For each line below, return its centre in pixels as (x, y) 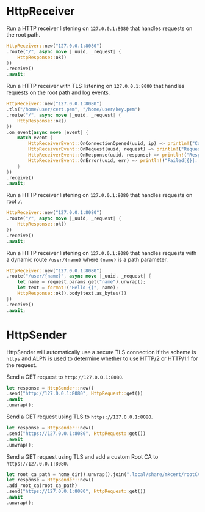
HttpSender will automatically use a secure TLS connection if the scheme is (101, 352)
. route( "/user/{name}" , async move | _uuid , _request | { (79, 276)
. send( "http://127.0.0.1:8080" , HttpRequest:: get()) (75, 394)
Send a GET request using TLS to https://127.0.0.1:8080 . (80, 417)
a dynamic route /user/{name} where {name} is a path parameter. (87, 259)
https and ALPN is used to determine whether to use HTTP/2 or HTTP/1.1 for (102, 358)
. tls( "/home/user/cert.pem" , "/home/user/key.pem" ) (73, 109)
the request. (22, 365)
